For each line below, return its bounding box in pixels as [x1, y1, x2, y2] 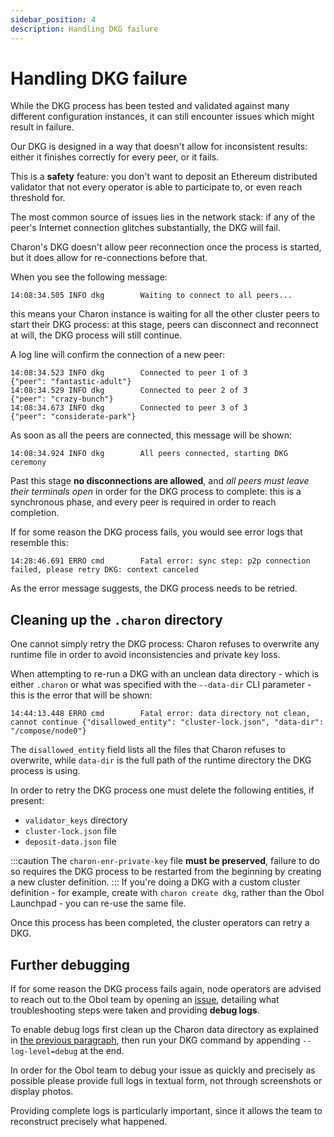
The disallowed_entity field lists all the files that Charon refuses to [10, 744, 287, 756]
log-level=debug [10, 1047, 78, 1057]
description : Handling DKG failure [10, 24, 159, 34]
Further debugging [10, 956, 131, 973]
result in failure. [10, 121, 75, 133]
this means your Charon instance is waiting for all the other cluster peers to [10, 308, 320, 320]
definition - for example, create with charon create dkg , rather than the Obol [10, 887, 325, 899]
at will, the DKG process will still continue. [10, 329, 183, 341]
